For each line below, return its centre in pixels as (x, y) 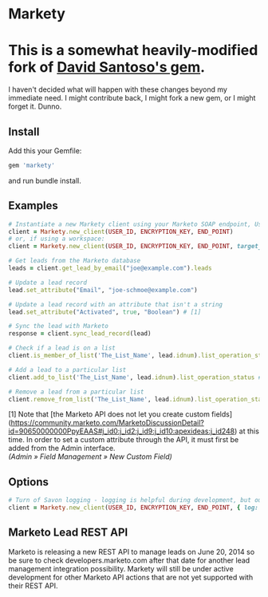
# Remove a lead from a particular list (77, 392)
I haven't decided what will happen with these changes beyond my (118, 89)
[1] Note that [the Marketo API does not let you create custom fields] (120, 414)
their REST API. (33, 585)
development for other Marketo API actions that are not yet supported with (131, 577)
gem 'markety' (32, 165)
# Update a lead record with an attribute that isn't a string (116, 304)
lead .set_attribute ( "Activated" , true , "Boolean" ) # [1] (105, 312)
